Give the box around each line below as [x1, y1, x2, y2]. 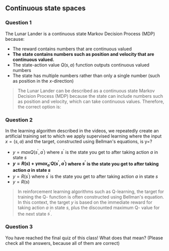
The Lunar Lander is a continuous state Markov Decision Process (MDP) [5, 30, 155, 37]
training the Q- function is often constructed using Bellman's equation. [17, 194, 164, 200]
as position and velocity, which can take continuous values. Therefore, [17, 98, 164, 104]
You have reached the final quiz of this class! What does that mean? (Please [5, 234, 163, 241]
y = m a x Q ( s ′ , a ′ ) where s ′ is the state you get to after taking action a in [12, 148, 158, 155]
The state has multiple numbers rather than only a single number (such [12, 73, 160, 79]
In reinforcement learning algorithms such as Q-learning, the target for [17, 189, 164, 195]
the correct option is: [17, 103, 62, 110]
